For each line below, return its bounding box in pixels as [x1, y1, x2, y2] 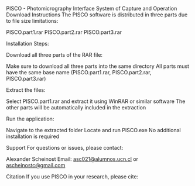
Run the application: [6, 115, 54, 122]
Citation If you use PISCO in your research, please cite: [6, 173, 139, 180]
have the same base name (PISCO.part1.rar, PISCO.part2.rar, [6, 69, 152, 75]
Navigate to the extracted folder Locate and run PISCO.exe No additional [6, 127, 181, 133]
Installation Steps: [6, 40, 49, 47]
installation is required [6, 133, 60, 140]
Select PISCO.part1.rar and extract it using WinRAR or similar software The [6, 98, 186, 105]
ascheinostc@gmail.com [6, 162, 66, 168]
